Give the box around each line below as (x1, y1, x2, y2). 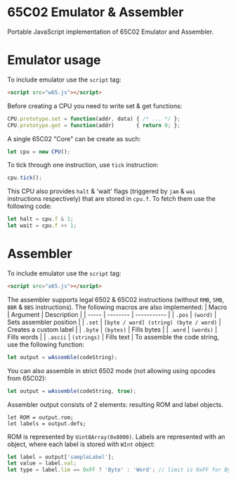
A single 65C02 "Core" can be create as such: (7, 134, 141, 143)
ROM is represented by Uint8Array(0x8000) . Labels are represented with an (7, 432, 225, 441)
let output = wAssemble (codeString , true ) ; (7, 387, 137, 394)
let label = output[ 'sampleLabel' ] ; (7, 453, 114, 460)
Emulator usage (7, 52, 101, 68)
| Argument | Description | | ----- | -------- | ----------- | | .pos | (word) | (7, 310, 217, 318)
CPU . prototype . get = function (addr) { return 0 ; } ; (7, 122, 181, 129)
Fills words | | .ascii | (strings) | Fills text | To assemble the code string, (7, 332, 220, 341)
